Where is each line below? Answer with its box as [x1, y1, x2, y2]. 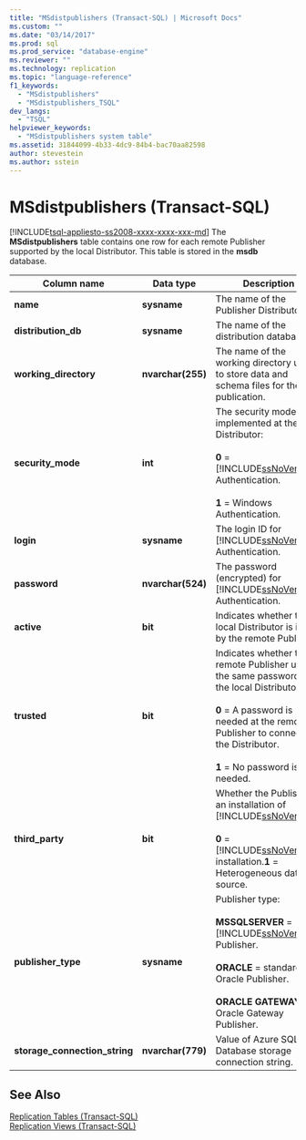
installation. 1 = [215, 856, 280, 868]
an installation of [215, 798, 287, 811]
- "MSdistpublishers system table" [17, 132, 153, 141]
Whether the [215, 787, 269, 800]
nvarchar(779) [141, 1044, 208, 1057]
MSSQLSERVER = [215, 916, 293, 929]
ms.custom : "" [9, 22, 64, 31]
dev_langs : [9, 107, 51, 116]
